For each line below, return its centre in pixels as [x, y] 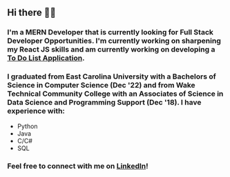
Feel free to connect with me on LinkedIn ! [78, 166]
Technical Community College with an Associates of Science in [115, 94]
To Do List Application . [46, 58]
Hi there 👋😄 [32, 13]
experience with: [36, 111]
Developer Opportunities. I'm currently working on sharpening [114, 41]
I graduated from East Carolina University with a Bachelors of [112, 76]
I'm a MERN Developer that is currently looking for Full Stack [111, 32]
